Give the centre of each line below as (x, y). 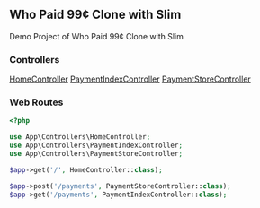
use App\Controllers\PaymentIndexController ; (96, 146)
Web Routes (36, 102)
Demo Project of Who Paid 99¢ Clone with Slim (97, 36)
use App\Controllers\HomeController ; (80, 137)
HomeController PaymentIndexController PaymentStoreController (130, 79)
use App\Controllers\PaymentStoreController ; (96, 154)
